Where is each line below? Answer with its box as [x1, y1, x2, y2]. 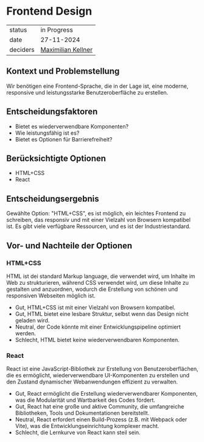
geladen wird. [15, 316, 50, 324]
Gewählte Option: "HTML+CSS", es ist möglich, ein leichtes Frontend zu [6, 210, 186, 217]
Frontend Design [6, 4, 93, 18]
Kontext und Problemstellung [6, 66, 120, 77]
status [9, 26, 27, 34]
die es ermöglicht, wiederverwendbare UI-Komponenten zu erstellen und [6, 372, 190, 379]
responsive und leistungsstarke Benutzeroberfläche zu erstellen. [6, 88, 169, 96]
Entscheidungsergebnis [6, 193, 99, 204]
